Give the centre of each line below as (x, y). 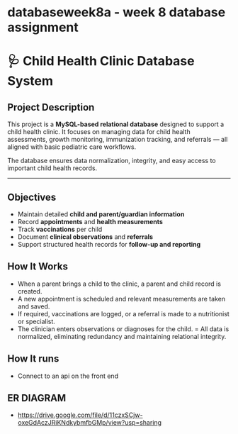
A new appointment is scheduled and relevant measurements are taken (121, 299)
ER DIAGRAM (37, 398)
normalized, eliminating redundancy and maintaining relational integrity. (122, 336)
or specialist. (36, 321)
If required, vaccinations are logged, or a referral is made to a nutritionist (124, 313)
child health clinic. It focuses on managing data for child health (99, 132)
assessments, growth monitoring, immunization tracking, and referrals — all (118, 140)
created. (30, 291)
